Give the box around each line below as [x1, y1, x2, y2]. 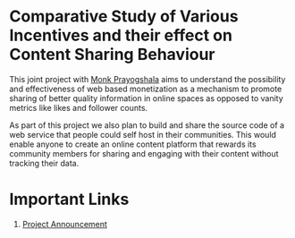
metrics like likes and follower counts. [9, 102, 148, 113]
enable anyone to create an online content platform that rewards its [9, 139, 257, 149]
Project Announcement [21, 218, 107, 229]
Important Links [9, 190, 130, 209]
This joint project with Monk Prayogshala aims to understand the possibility [9, 73, 286, 84]
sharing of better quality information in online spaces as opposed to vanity [9, 92, 283, 104]
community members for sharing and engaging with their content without [9, 148, 279, 158]
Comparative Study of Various [9, 6, 239, 27]
